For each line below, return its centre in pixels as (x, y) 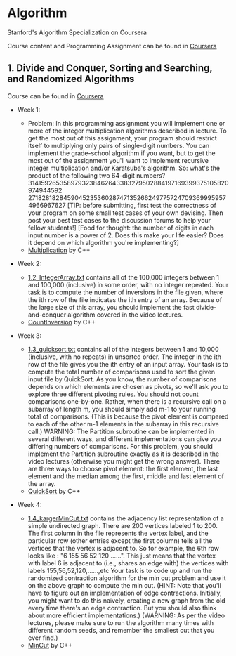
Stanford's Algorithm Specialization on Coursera (77, 32)
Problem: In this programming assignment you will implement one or (126, 123)
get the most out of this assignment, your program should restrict (122, 138)
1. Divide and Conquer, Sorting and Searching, (110, 68)
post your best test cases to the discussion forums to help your (119, 220)
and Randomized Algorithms (71, 79)
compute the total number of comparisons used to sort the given (122, 372)
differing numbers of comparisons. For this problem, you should (120, 446)
